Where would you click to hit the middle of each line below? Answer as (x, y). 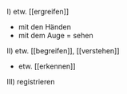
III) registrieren (31, 82)
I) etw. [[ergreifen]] (38, 12)
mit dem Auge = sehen (56, 35)
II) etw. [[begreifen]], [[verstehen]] (63, 51)
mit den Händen (45, 27)
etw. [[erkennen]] (47, 66)
